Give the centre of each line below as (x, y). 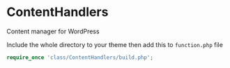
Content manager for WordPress (53, 31)
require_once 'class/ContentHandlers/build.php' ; (80, 57)
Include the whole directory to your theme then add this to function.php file (115, 44)
